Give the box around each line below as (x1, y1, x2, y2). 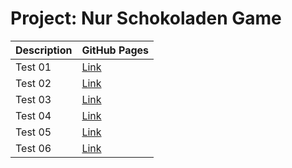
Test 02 (15, 76, 52, 90)
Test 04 (15, 108, 52, 122)
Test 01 (15, 60, 52, 74)
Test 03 (15, 92, 52, 106)
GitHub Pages (81, 43, 150, 57)
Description (15, 43, 73, 57)
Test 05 (15, 125, 52, 139)
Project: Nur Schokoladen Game (10, 7, 282, 30)
